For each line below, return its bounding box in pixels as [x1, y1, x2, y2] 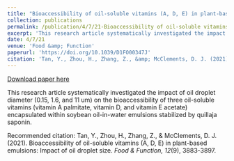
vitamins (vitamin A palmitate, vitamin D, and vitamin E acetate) [7, 102, 188, 112]
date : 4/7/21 [7, 36, 45, 43]
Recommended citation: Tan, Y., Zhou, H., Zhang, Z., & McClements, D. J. [7, 131, 217, 139]
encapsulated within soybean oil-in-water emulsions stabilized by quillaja [7, 110, 217, 118]
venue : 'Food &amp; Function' [7, 43, 95, 49]
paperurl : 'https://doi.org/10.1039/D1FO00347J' [7, 49, 151, 56]
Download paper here [7, 75, 70, 83]
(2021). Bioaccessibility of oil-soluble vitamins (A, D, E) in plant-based [7, 139, 208, 147]
